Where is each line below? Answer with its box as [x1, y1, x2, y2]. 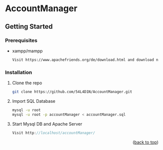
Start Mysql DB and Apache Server [12, 121, 83, 127]
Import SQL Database [12, 98, 55, 104]
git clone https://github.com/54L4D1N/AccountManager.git [12, 90, 132, 94]
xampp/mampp [12, 48, 43, 54]
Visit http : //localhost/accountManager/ [12, 130, 95, 135]
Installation [5, 69, 33, 75]
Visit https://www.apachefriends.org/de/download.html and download [12, 57, 154, 62]
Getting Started [5, 22, 53, 31]
